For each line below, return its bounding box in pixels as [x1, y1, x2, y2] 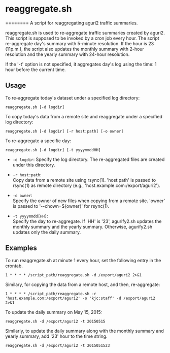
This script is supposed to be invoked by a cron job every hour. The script [5, 35, 160, 41]
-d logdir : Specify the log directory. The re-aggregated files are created [12, 156, 165, 163]
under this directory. [12, 162, 55, 168]
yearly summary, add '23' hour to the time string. [5, 333, 108, 339]
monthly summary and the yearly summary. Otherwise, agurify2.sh [12, 223, 153, 230]
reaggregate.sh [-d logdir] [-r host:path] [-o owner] [5, 129, 124, 134]
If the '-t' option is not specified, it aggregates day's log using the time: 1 [5, 61, 157, 67]
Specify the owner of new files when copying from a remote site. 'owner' [12, 198, 165, 204]
